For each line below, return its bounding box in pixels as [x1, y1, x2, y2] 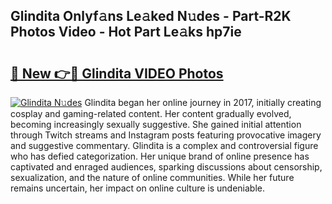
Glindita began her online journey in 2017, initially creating [84, 97, 322, 108]
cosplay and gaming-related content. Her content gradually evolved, [10, 108, 292, 119]
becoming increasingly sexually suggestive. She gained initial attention [10, 119, 302, 130]
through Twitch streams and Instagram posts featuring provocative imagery [10, 129, 322, 141]
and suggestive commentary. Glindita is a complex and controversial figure [10, 140, 319, 151]
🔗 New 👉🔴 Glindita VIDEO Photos [10, 65, 224, 82]
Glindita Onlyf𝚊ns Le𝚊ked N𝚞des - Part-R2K [10, 8, 292, 25]
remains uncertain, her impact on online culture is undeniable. [10, 182, 266, 194]
